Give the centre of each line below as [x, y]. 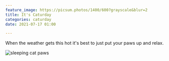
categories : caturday [28, 19]
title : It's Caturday [28, 15]
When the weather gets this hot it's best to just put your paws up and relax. [84, 43]
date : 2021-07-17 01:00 [31, 24]
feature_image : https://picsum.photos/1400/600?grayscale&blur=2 [76, 10]
